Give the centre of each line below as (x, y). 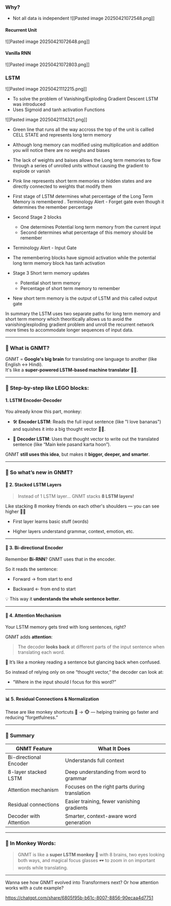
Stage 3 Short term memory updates (51, 273)
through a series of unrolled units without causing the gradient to (81, 165)
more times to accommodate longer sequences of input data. (69, 330)
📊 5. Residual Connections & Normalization (52, 699)
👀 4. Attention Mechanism (33, 615)
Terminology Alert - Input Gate (45, 248)
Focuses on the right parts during (105, 787)
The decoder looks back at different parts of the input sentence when (91, 647)
